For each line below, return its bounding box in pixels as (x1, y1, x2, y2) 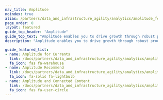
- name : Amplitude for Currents (5, 52, 70, 57)
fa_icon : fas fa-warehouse (9, 61, 64, 66)
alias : (5, 16, 18, 21)
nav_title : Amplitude (5, 7, 49, 12)
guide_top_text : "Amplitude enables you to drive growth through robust (5, 34, 155, 39)
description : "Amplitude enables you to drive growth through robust (5, 39, 149, 43)
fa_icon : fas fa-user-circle (9, 87, 68, 92)
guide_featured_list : (5, 47, 49, 52)
